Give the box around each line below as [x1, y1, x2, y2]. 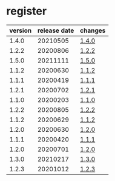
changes [79, 26, 106, 35]
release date [37, 26, 74, 35]
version [9, 26, 32, 35]
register [6, 4, 47, 18]
